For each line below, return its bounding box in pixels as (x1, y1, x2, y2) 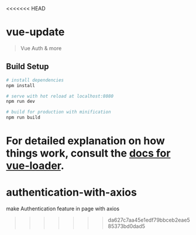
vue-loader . (6, 159, 64, 172)
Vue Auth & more (20, 44, 62, 51)
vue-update (6, 26, 65, 39)
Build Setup (6, 61, 49, 72)
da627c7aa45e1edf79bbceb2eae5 (108, 216, 190, 224)
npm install (6, 82, 35, 88)
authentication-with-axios (6, 186, 137, 199)
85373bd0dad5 (108, 223, 145, 230)
